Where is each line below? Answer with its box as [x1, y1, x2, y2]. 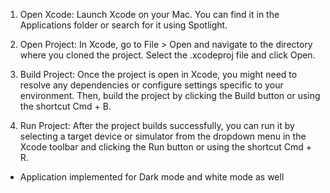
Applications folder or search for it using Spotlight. [19, 19, 228, 31]
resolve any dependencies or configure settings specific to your [19, 79, 284, 91]
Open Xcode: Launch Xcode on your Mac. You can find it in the [19, 9, 280, 20]
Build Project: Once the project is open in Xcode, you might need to [19, 69, 298, 80]
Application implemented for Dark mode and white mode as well [19, 171, 285, 183]
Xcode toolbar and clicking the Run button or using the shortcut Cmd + [19, 141, 313, 153]
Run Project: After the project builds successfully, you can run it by [19, 120, 295, 131]
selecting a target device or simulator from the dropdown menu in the [19, 130, 307, 142]
